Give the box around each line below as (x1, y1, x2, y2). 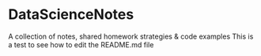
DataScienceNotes (8, 6, 134, 24)
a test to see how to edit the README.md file (8, 39, 154, 49)
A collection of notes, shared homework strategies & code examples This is (8, 32, 254, 41)
